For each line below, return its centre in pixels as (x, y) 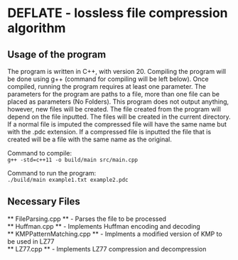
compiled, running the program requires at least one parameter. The (107, 86)
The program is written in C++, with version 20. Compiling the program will (117, 71)
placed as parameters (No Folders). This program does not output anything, (118, 102)
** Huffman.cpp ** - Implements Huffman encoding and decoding (104, 226)
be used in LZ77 (31, 241)
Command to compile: (40, 153)
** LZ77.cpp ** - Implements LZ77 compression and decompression (107, 249)
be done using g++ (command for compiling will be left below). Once (108, 79)
